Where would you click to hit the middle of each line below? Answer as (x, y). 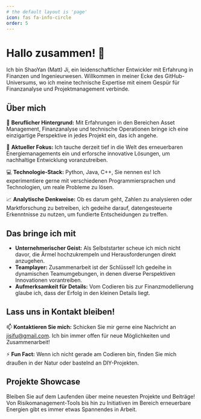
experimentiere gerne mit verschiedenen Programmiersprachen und (91, 181)
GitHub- (175, 76)
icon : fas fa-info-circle (39, 18)
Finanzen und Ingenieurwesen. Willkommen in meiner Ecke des (85, 76)
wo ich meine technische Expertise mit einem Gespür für (109, 83)
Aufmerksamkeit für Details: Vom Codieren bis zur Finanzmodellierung (104, 286)
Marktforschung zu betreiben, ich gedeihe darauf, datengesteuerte (89, 208)
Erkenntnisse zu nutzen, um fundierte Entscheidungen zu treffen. (87, 215)
